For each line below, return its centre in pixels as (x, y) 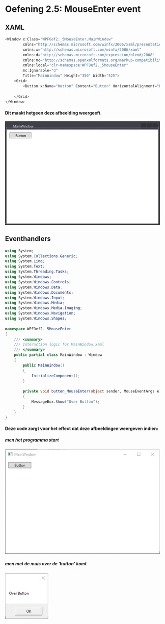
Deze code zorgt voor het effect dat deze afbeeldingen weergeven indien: (82, 429)
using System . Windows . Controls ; (38, 282)
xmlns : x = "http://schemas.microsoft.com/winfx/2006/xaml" (82, 50)
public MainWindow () (44, 365)
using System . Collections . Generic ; (41, 256)
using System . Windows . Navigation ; (41, 313)
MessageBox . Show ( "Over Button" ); (65, 402)
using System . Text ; (25, 267)
